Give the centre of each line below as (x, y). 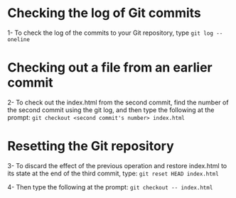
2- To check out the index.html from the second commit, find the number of (118, 102)
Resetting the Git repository (91, 146)
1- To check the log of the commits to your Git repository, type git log (110, 33)
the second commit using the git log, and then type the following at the (111, 110)
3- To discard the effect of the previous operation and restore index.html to (117, 165)
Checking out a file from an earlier (110, 68)
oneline (19, 39)
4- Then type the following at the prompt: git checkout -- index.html (110, 187)
